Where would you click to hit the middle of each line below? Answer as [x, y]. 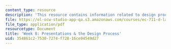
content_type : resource [31, 10]
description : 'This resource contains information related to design [81, 15]
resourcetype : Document [31, 29]
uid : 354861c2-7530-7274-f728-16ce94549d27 [52, 39]
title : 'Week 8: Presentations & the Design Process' [64, 34]
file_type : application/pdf [35, 24]
